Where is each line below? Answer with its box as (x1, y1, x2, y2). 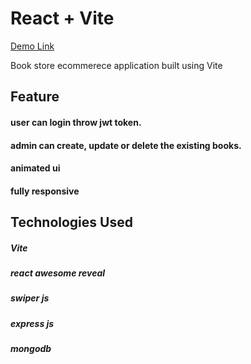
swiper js (10, 292, 50, 304)
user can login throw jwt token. (10, 116, 142, 128)
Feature (10, 88, 60, 106)
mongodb (10, 343, 52, 355)
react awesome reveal (10, 267, 106, 279)
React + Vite (10, 7, 115, 30)
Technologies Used (10, 214, 133, 231)
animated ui (10, 162, 61, 174)
